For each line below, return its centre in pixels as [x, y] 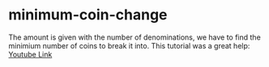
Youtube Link [30, 54]
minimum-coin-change [88, 15]
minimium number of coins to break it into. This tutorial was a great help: [129, 45]
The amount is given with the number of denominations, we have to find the [134, 37]
